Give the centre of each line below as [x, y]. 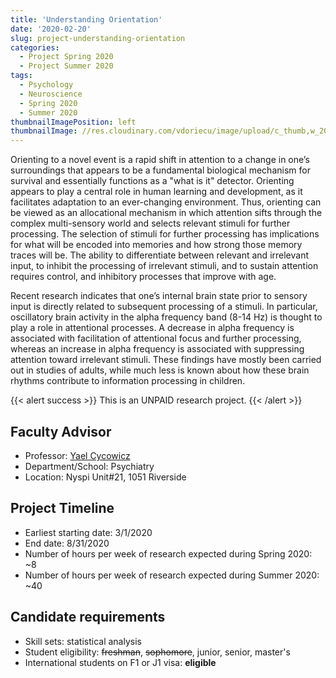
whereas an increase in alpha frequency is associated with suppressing [157, 349]
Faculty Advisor [61, 431]
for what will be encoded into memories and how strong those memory [156, 245]
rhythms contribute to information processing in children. [128, 381]
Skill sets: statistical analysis [83, 641]
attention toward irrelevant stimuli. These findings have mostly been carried [166, 360]
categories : [35, 47]
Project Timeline [62, 508]
